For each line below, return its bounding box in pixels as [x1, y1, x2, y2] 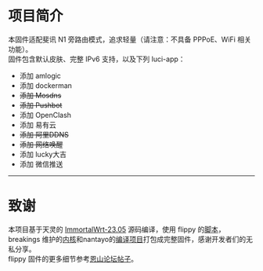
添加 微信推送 [19, 159, 63, 169]
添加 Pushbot [19, 100, 63, 110]
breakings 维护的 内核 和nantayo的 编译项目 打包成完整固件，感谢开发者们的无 [8, 234, 253, 244]
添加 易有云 [19, 119, 56, 130]
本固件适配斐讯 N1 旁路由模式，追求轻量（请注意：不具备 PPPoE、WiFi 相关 [8, 35, 252, 44]
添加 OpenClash [19, 110, 72, 119]
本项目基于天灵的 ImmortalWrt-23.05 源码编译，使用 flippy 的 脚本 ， [8, 225, 225, 234]
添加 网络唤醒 [19, 139, 63, 149]
